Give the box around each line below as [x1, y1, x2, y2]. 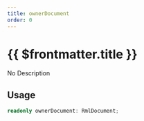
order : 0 [7, 17, 33, 24]
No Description [7, 69, 51, 77]
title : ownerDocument [7, 10, 70, 17]
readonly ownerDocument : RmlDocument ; [7, 108, 119, 115]
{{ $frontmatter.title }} [7, 46, 138, 62]
